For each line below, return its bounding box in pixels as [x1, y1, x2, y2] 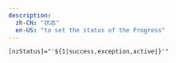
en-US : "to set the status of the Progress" [15, 26, 166, 34]
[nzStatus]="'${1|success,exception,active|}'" [8, 48, 170, 56]
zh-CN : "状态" [15, 19, 60, 27]
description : [8, 11, 52, 20]
